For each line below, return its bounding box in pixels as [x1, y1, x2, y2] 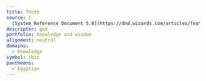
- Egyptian [12, 65, 40, 72]
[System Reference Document [12, 20, 84, 26]
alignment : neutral [6, 37, 56, 43]
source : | [6, 15, 32, 21]
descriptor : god [6, 26, 48, 32]
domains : [6, 43, 29, 49]
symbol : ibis [6, 54, 40, 60]
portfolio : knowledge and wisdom [6, 32, 92, 38]
